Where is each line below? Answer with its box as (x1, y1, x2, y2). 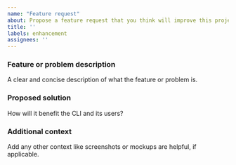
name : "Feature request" (7, 10, 80, 18)
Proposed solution (7, 93, 72, 103)
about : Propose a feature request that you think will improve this (7, 17, 212, 24)
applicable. (7, 150, 39, 159)
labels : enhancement (7, 29, 68, 37)
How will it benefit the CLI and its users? (7, 109, 124, 117)
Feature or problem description (7, 60, 116, 70)
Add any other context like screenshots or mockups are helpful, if (7, 143, 197, 151)
